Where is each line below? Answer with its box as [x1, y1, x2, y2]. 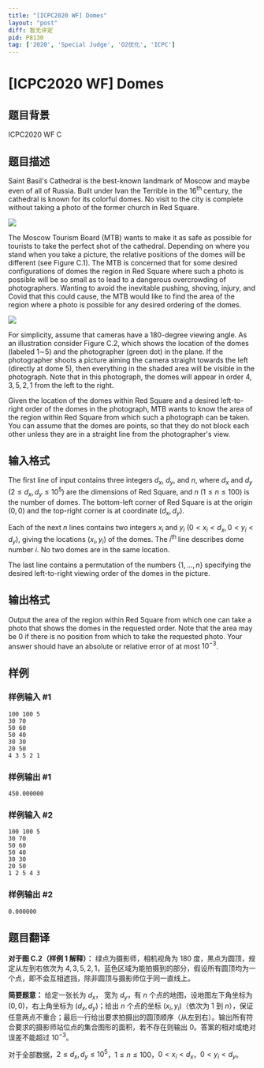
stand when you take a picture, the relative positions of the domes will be [8, 250, 246, 259]
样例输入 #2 [8, 810, 54, 821]
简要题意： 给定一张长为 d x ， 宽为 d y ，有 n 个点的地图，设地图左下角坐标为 [8, 990, 254, 1002]
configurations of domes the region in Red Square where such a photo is [8, 266, 244, 276]
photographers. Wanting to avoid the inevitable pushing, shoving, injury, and [8, 283, 256, 292]
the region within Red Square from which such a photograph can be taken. [8, 412, 250, 422]
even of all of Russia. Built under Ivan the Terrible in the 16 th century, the [8, 184, 243, 195]
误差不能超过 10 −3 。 [8, 1032, 73, 1042]
